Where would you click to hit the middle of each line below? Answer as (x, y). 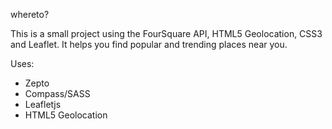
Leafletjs (43, 104)
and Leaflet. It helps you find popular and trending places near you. (149, 44)
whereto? (30, 14)
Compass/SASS (57, 93)
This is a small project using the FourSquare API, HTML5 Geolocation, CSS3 (166, 33)
